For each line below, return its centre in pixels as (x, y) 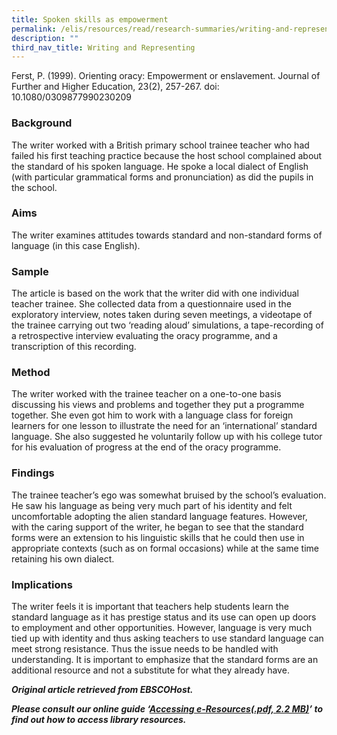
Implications (42, 584)
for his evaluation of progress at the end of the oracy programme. (146, 447)
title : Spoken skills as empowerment (90, 19)
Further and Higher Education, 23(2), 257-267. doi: (115, 87)
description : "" (45, 38)
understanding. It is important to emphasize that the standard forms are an (165, 660)
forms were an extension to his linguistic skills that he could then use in (158, 537)
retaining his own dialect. (63, 558)
